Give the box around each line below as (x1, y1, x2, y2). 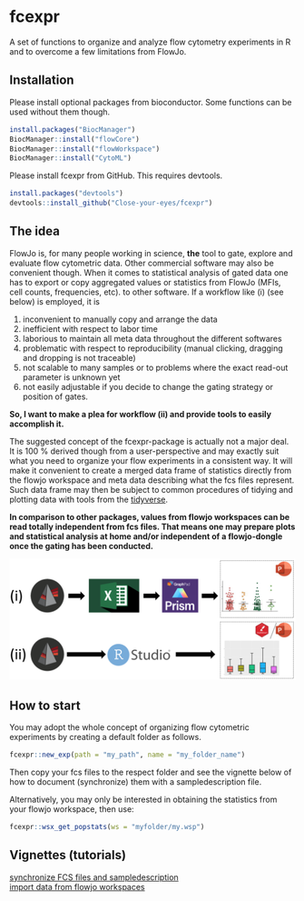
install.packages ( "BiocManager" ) (9, 125, 136, 134)
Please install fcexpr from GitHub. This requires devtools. (9, 170, 223, 181)
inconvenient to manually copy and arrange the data (22, 314, 218, 325)
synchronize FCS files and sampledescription (9, 871, 179, 883)
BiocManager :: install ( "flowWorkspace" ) (9, 144, 161, 154)
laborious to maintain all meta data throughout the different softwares (22, 333, 283, 344)
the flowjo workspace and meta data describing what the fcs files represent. (9, 475, 295, 486)
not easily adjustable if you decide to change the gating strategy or (22, 381, 274, 392)
